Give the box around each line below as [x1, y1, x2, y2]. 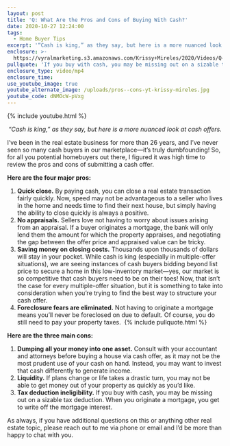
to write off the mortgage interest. [16, 403, 113, 411]
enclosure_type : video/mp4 [7, 67, 84, 74]
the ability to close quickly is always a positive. [16, 209, 149, 217]
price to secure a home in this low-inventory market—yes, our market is [16, 267, 220, 275]
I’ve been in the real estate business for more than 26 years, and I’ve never [7, 139, 218, 146]
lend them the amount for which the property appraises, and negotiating [16, 231, 221, 239]
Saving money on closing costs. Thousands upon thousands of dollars [16, 245, 219, 253]
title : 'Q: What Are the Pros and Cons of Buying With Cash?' [7, 16, 188, 23]
